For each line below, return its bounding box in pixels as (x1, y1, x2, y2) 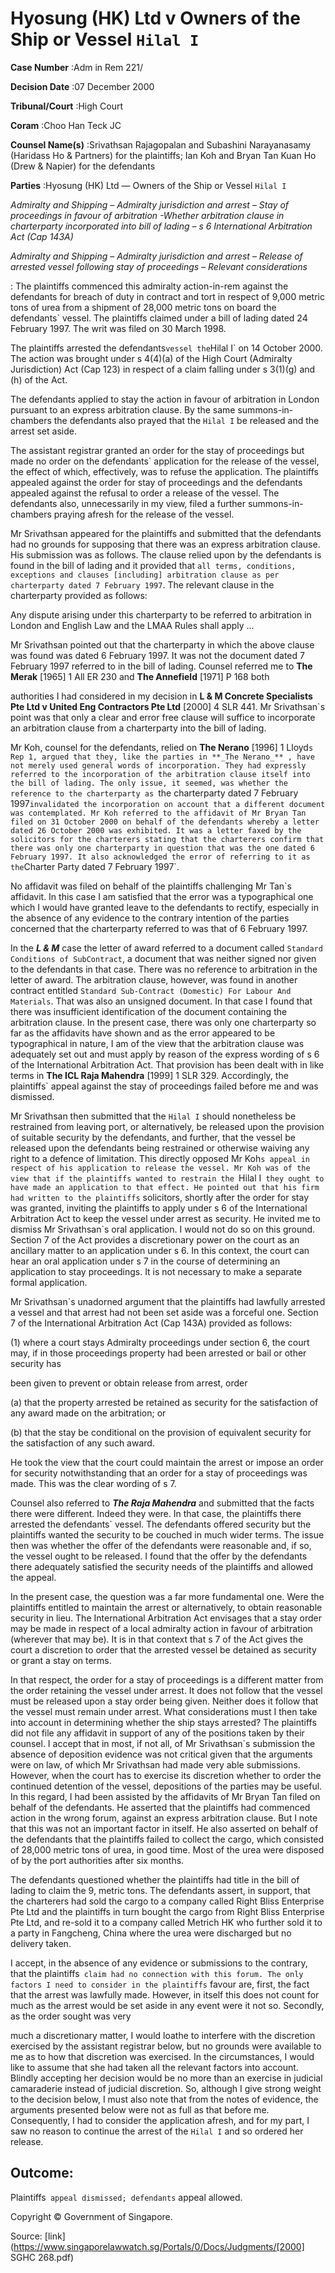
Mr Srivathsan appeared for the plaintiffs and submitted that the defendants (10, 527, 322, 539)
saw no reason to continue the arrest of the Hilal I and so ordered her (10, 2125, 304, 2137)
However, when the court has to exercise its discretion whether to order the (10, 1769, 322, 1781)
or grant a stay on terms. (10, 1654, 112, 1666)
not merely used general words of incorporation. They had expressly (10, 760, 307, 771)
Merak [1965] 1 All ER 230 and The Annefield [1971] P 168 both (10, 670, 270, 682)
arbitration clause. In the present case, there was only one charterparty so (10, 1016, 317, 1028)
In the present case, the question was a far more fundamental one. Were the (10, 1590, 325, 1602)
